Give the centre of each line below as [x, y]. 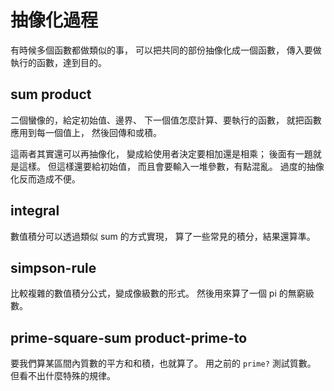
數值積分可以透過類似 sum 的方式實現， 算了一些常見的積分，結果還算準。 [163, 236]
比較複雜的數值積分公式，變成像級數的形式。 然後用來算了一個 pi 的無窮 [158, 293]
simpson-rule [53, 267]
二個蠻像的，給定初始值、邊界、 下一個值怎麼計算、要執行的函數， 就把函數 [166, 120]
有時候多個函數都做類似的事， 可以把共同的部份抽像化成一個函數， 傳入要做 [166, 50]
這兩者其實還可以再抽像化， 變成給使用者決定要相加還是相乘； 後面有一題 [161, 153]
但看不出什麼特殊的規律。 [63, 376]
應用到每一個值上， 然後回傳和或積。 [86, 132]
